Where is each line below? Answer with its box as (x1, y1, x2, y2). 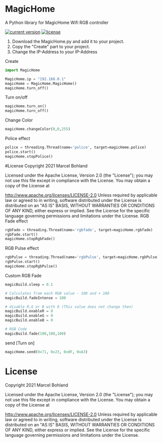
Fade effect (5, 218, 28, 224)
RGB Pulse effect (5, 245, 39, 251)
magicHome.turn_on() (5, 104, 47, 109)
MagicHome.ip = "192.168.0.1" (5, 77, 66, 81)
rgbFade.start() (5, 232, 38, 237)
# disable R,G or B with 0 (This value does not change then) (5, 304, 133, 309)
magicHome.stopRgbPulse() (5, 264, 57, 269)
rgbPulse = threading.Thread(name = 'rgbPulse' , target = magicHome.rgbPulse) (5, 255, 160, 260)
